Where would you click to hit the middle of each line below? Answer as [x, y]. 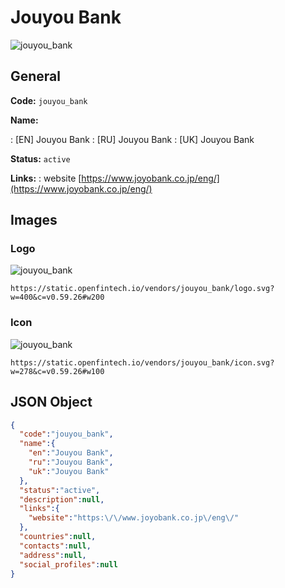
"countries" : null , [58, 537]
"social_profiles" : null [68, 564]
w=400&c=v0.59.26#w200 [57, 297]
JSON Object [51, 402]
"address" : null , [53, 555]
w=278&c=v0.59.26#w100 [57, 371]
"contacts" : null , [55, 546]
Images [34, 220]
